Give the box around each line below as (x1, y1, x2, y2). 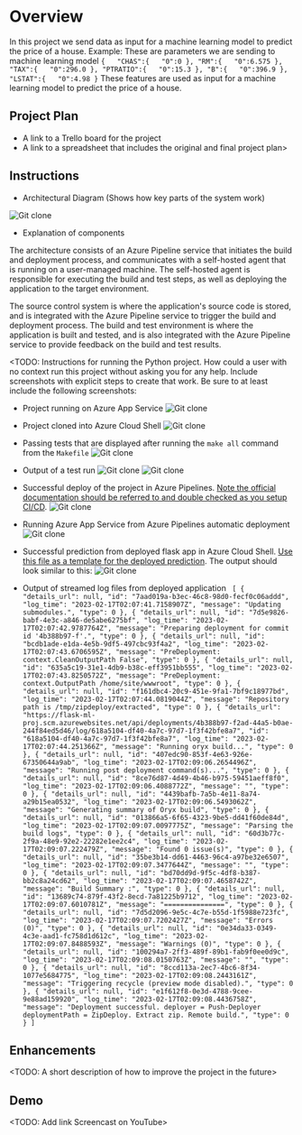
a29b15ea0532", (22, 797, 80, 807)
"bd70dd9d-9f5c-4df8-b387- (160, 868, 261, 877)
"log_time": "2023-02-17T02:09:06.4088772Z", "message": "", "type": (22, 781, 290, 790)
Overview (9, 6, 84, 27)
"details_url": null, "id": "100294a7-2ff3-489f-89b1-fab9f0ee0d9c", (22, 947, 290, 956)
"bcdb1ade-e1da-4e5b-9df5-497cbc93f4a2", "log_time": (22, 639, 229, 649)
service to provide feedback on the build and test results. (9, 338, 222, 349)
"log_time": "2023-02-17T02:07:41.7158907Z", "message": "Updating (22, 600, 281, 609)
